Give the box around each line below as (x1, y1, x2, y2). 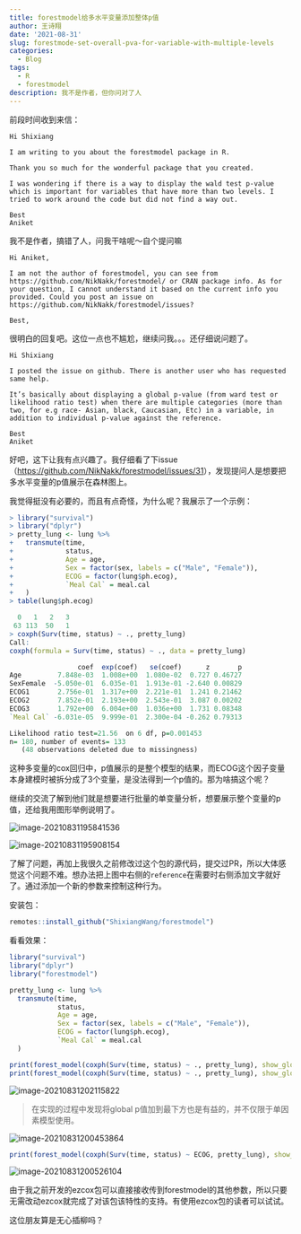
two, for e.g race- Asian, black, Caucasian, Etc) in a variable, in (9, 406, 275, 415)
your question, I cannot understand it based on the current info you (9, 284, 279, 293)
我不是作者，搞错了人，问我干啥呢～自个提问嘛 (9, 235, 182, 246)
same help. (9, 374, 50, 383)
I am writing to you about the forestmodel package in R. (9, 147, 230, 157)
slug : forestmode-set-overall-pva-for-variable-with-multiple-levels (9, 38, 275, 48)
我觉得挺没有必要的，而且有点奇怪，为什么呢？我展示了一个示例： (9, 495, 253, 506)
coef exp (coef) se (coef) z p (77, 662, 243, 671)
